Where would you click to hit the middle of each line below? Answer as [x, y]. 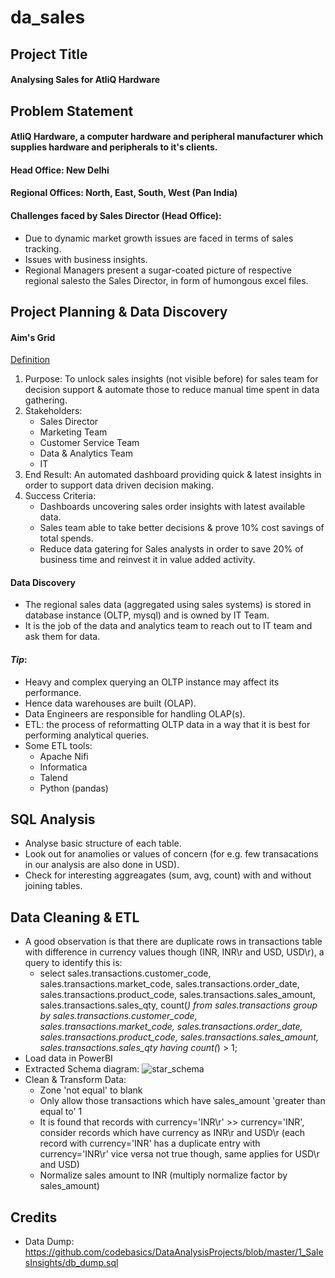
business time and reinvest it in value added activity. [147, 560]
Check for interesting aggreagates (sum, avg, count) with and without [168, 875]
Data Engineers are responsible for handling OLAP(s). [135, 713]
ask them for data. [62, 637]
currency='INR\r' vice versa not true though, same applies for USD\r [179, 1154]
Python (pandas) [74, 788]
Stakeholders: [53, 411]
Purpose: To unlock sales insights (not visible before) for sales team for [171, 379]
